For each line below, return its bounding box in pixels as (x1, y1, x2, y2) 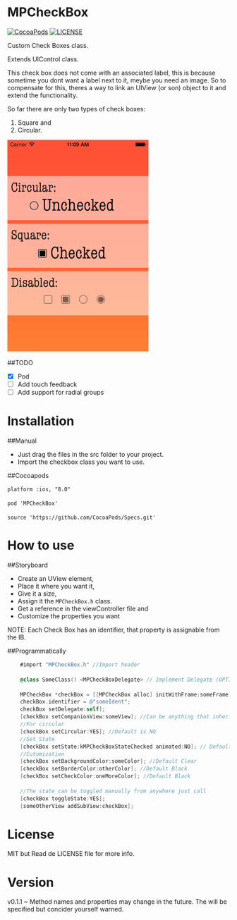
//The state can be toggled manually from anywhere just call (20, 787, 207, 795)
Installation (7, 413, 75, 429)
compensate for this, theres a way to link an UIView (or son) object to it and (7, 83, 226, 92)
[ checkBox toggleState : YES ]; (20, 795, 106, 802)
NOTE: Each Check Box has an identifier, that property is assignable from (7, 625, 220, 634)
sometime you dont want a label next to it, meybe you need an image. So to (7, 75, 226, 85)
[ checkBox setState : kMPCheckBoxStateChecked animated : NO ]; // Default (20, 743, 232, 750)
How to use (7, 537, 75, 553)
